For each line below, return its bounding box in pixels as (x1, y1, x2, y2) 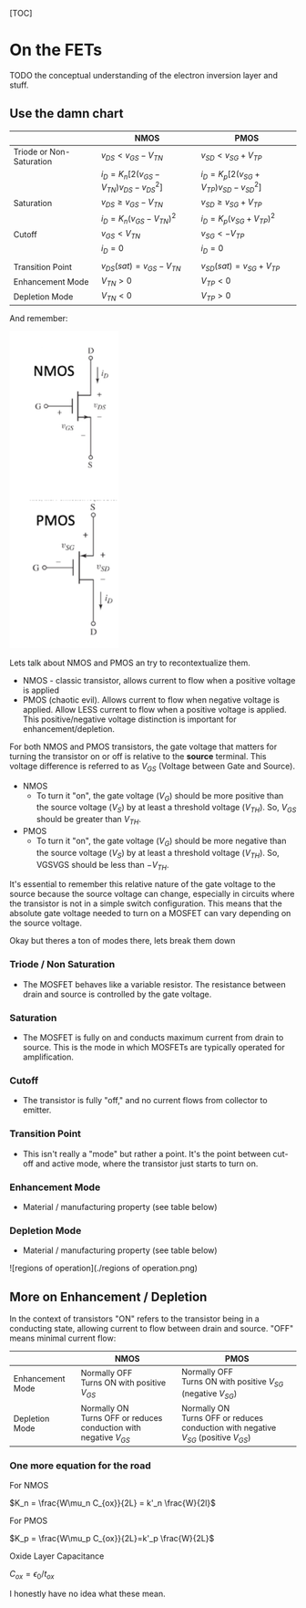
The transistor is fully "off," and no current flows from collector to (22, 1095, 268, 1106)
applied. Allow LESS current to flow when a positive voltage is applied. (22, 704, 287, 715)
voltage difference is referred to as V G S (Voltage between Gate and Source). (9, 760, 296, 774)
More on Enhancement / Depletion (9, 1289, 208, 1304)
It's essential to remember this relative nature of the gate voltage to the (9, 879, 276, 890)
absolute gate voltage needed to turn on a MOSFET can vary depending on (9, 908, 291, 919)
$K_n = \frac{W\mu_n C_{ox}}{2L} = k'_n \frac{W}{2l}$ (9, 1498, 216, 1509)
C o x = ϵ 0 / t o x (9, 1569, 55, 1582)
